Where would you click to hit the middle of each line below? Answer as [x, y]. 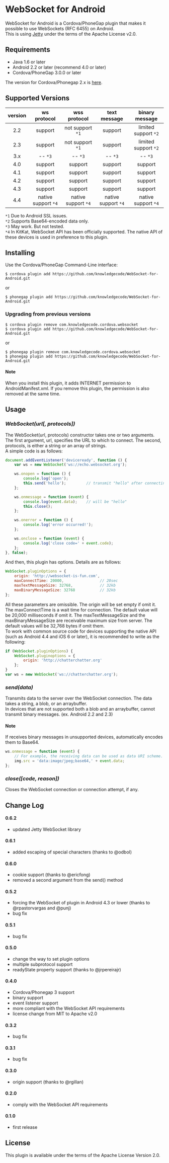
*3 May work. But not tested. [35, 226]
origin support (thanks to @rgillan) [48, 1082]
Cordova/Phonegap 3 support [43, 992]
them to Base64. [22, 742]
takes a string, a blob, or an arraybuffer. [46, 704]
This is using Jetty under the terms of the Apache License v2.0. [71, 34]
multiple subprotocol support [43, 964]
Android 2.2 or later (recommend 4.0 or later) [59, 67]
